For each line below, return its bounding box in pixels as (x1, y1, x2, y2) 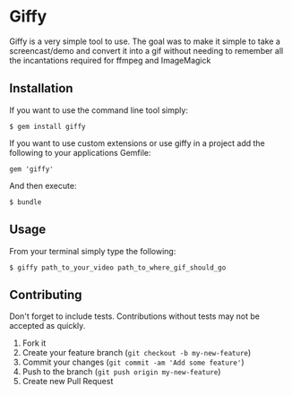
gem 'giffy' (9, 164, 54, 174)
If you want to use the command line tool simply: (9, 105, 188, 116)
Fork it (21, 338, 47, 348)
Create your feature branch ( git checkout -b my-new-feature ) (21, 348, 252, 358)
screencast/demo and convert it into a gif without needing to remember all (9, 45, 284, 56)
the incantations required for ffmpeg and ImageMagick (9, 55, 211, 65)
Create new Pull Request (21, 376, 114, 387)
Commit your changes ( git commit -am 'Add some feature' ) (21, 356, 245, 368)
